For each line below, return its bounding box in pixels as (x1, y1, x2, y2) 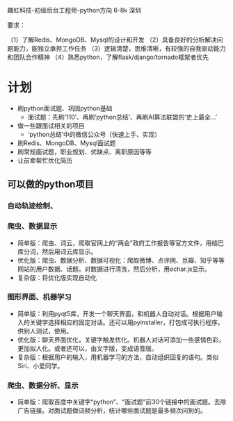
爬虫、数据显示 (7, 222, 58, 231)
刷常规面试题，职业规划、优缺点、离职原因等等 (17, 147, 152, 156)
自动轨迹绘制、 (7, 201, 58, 210)
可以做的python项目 (7, 179, 94, 190)
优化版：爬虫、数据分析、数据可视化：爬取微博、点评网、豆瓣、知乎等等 (17, 256, 225, 264)
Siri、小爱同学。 (17, 361, 64, 370)
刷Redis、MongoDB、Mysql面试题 (17, 138, 116, 147)
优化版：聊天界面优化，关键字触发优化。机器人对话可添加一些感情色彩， (17, 336, 225, 344)
